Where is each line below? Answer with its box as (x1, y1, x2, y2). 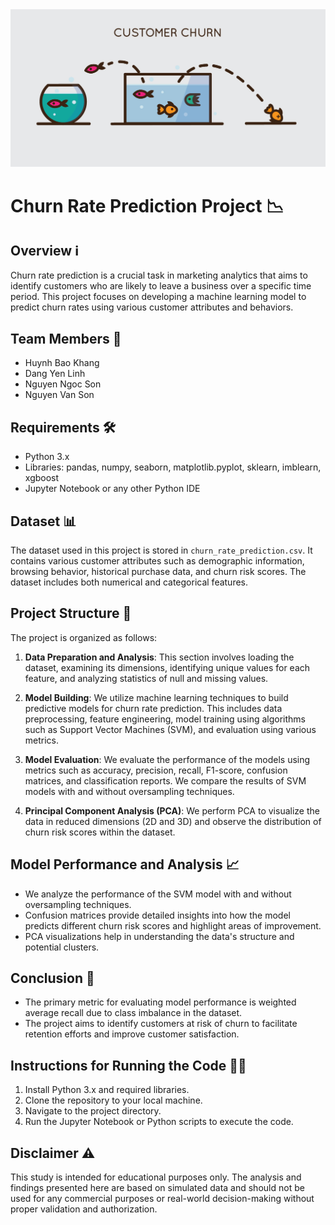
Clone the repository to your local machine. (24, 1094, 203, 1107)
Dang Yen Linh (24, 368, 86, 380)
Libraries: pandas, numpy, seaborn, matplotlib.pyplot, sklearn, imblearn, (24, 461, 322, 473)
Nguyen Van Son (24, 389, 95, 401)
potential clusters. (24, 941, 100, 953)
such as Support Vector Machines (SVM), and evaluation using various (24, 723, 317, 735)
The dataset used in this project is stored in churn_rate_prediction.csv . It (10, 544, 313, 556)
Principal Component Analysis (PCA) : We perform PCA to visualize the (24, 804, 320, 817)
